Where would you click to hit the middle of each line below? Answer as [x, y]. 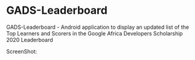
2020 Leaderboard [30, 40]
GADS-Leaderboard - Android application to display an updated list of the [97, 27]
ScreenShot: [22, 51]
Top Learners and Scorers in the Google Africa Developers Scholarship [94, 33]
